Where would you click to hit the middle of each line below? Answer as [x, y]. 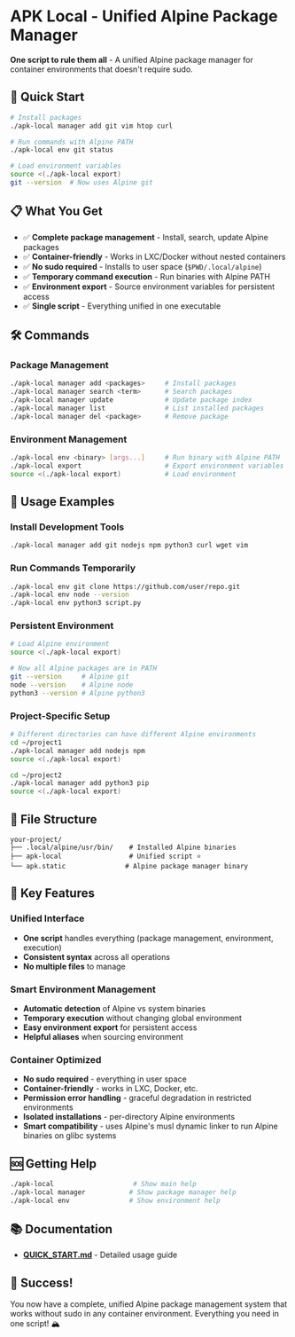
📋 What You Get [56, 212]
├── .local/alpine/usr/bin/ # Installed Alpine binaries [124, 847]
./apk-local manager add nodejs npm [78, 751]
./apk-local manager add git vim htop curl [92, 126]
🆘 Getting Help [53, 1164]
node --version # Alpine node [72, 685]
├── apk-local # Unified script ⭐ [106, 856]
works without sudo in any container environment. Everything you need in [145, 1314]
